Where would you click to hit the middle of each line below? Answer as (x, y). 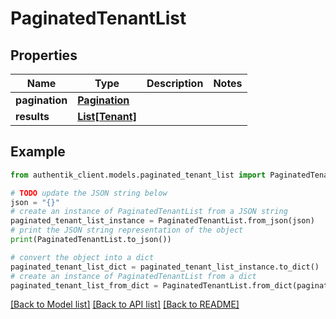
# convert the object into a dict (82, 257)
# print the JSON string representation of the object (127, 230)
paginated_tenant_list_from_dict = (84, 285)
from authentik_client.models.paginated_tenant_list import (138, 175)
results (32, 116)
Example (38, 152)
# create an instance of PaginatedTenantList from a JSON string (149, 212)
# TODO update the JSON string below (89, 193)
